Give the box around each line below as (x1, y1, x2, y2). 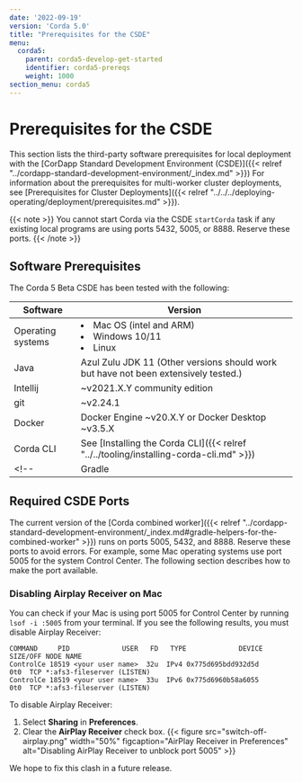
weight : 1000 (25, 72, 75, 81)
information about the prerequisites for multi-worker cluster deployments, (9, 177, 282, 188)
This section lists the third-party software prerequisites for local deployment (9, 148, 292, 159)
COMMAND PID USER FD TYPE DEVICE (9, 644, 263, 653)
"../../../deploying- (209, 186, 276, 198)
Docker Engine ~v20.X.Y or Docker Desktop (80, 411, 267, 423)
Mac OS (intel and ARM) (93, 319, 195, 332)
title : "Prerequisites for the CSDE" (9, 30, 151, 39)
